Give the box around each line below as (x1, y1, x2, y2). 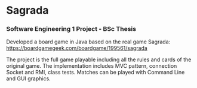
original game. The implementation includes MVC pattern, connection (6, 62, 177, 70)
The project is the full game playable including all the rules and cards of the (6, 56, 192, 63)
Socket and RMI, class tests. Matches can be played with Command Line (6, 69, 185, 76)
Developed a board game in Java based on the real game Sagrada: (6, 38, 171, 45)
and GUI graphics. (6, 75, 51, 82)
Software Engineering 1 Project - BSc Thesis (6, 25, 136, 33)
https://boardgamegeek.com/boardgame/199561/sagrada (6, 45, 147, 52)
